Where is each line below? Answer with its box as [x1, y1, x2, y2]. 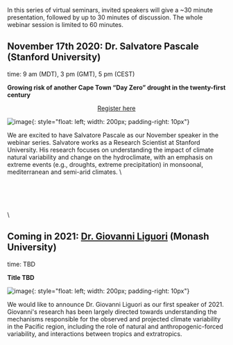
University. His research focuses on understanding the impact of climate [7, 145, 214, 154]
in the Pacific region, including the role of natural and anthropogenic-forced [7, 322, 223, 330]
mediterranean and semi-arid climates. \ [7, 168, 122, 176]
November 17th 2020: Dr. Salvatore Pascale [7, 41, 199, 53]
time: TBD [7, 260, 36, 268]
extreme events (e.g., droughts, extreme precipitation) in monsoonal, [7, 160, 203, 168]
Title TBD [7, 273, 35, 281]
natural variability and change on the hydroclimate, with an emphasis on [7, 152, 213, 161]
